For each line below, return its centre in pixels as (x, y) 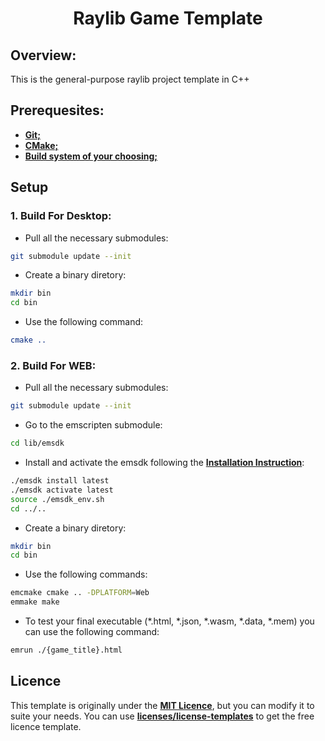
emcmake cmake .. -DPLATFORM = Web (80, 593)
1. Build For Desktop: (61, 216)
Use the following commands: (86, 574)
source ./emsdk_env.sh (57, 499)
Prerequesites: (57, 110)
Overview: (43, 55)
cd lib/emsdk (37, 443)
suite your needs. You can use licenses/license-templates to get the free (162, 716)
